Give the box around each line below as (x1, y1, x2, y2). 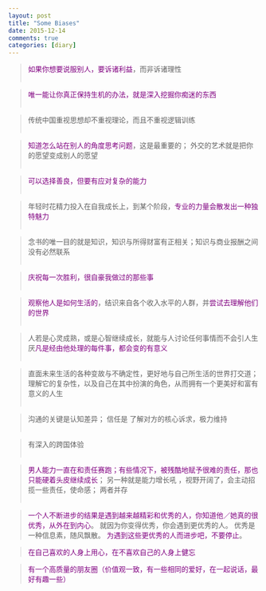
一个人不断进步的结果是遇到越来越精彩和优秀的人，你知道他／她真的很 (27, 510, 259, 520)
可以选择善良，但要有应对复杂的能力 (27, 177, 147, 186)
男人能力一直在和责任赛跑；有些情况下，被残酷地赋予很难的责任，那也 (27, 465, 259, 475)
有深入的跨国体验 (27, 440, 84, 450)
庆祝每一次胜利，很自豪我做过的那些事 (27, 272, 154, 282)
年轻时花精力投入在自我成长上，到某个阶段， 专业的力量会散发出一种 (27, 201, 252, 212)
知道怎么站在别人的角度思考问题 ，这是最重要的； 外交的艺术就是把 (27, 141, 247, 150)
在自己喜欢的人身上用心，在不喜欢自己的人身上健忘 (27, 548, 196, 557)
